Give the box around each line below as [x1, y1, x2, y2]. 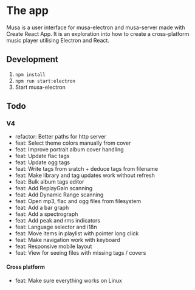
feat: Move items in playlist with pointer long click [15, 230, 139, 237]
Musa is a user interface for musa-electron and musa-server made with [6, 24, 185, 31]
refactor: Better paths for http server [15, 133, 106, 140]
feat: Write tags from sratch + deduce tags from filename [15, 165, 159, 173]
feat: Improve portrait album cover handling [15, 146, 124, 153]
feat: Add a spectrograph [15, 210, 78, 218]
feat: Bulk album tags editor [15, 178, 84, 185]
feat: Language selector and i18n [15, 223, 97, 231]
